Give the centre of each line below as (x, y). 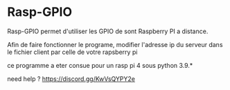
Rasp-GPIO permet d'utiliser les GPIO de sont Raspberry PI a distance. (108, 31)
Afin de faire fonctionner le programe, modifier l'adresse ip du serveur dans (115, 44)
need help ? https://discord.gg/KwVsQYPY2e (71, 79)
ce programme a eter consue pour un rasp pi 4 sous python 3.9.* (100, 65)
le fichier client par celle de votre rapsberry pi (72, 52)
